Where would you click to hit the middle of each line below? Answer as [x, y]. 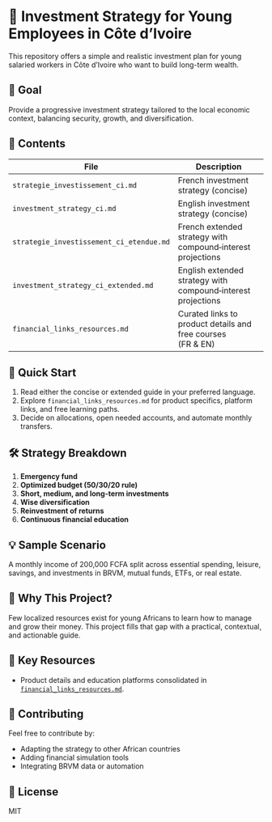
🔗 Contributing [46, 714]
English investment [214, 203]
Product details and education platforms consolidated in [113, 680]
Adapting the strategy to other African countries [100, 749]
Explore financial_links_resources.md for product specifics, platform [136, 400]
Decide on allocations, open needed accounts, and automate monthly [136, 418]
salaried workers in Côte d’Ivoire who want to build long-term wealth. [123, 65]
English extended [211, 270]
